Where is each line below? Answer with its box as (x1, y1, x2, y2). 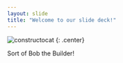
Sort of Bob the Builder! (7, 49, 75, 57)
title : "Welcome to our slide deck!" (7, 17, 117, 24)
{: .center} (55, 35, 85, 44)
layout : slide (7, 10, 49, 17)
